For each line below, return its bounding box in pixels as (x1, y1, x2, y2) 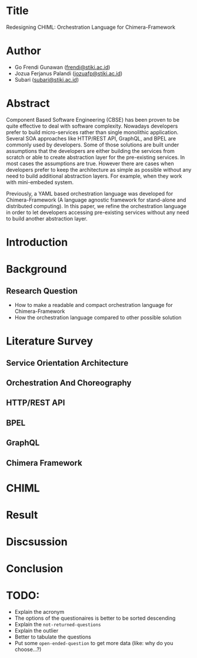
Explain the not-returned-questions (14, 621, 101, 628)
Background (6, 263, 67, 276)
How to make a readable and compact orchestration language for (14, 302, 173, 308)
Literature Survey (6, 335, 93, 348)
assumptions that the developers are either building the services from (6, 147, 175, 154)
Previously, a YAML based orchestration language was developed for (6, 190, 173, 197)
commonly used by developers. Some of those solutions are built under (6, 141, 179, 148)
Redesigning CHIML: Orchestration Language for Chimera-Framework (6, 24, 175, 31)
